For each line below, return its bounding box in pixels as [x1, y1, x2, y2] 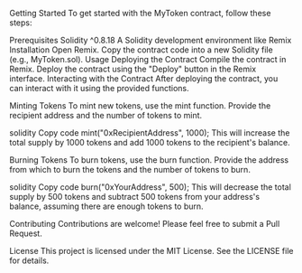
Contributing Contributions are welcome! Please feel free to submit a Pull [9, 219, 280, 229]
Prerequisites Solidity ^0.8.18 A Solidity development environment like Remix [9, 35, 292, 45]
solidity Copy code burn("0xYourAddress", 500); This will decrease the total [9, 182, 291, 193]
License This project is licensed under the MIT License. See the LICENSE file [9, 246, 294, 256]
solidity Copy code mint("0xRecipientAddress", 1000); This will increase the [9, 127, 290, 138]
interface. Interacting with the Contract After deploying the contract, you [9, 73, 279, 84]
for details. [9, 255, 50, 266]
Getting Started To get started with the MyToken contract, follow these [9, 8, 271, 18]
